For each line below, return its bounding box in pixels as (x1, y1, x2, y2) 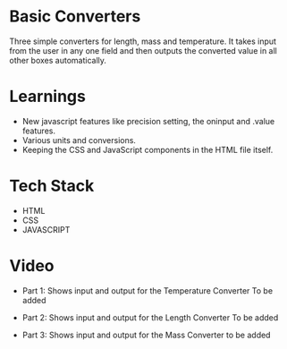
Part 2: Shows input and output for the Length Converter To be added (21, 311, 279, 323)
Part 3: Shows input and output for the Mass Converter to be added (21, 329, 271, 340)
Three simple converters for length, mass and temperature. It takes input (9, 36, 277, 47)
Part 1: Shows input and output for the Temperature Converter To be (21, 285, 274, 296)
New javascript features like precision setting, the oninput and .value (21, 115, 275, 126)
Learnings (9, 87, 87, 106)
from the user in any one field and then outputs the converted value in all (9, 45, 277, 55)
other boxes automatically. (9, 55, 107, 65)
